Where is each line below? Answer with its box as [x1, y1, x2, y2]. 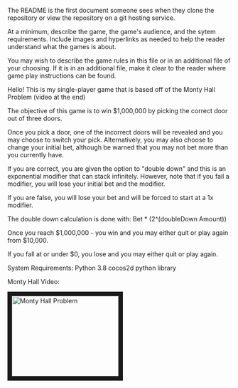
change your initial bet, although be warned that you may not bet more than [7, 143, 229, 152]
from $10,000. [7, 236, 48, 244]
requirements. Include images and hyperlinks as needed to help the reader [7, 35, 226, 43]
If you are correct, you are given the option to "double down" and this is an [7, 164, 226, 173]
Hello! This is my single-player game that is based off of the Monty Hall [7, 85, 215, 93]
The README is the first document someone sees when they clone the [7, 6, 215, 14]
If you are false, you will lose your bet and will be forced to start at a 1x [7, 194, 214, 201]
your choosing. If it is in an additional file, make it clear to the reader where [7, 64, 226, 72]
